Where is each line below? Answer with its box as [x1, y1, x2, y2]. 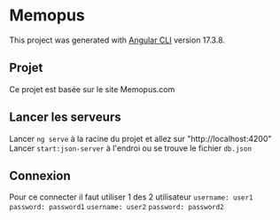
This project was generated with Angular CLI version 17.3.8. [9, 35, 226, 45]
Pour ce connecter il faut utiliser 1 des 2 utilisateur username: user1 [9, 192, 253, 202]
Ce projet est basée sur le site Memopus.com [9, 83, 175, 94]
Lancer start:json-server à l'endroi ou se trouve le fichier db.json [9, 143, 253, 153]
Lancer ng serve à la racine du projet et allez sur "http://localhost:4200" [9, 133, 272, 144]
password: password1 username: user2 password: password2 [9, 203, 224, 212]
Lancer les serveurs [9, 110, 121, 125]
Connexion [9, 168, 71, 183]
